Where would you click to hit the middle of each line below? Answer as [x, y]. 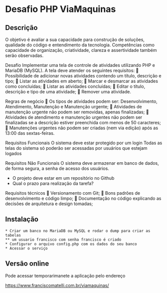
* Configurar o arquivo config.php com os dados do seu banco [71, 244]
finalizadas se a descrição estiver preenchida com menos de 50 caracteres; [83, 123]
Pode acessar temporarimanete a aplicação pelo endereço [65, 276]
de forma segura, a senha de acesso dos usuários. [57, 168]
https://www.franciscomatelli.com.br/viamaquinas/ [57, 285]
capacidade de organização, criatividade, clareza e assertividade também [81, 50]
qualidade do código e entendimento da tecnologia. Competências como [80, 45]
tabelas [13, 235]
